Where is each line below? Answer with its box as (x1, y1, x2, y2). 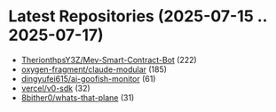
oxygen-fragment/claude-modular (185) (20, 64, 168, 75)
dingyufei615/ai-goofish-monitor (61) (20, 73, 156, 84)
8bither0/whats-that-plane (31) (20, 92, 135, 103)
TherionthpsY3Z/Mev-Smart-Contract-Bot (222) (20, 54, 197, 65)
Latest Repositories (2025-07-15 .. (8, 6, 268, 27)
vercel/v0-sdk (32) (20, 83, 91, 93)
